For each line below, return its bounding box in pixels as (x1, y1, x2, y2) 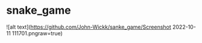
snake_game (6, 4, 71, 17)
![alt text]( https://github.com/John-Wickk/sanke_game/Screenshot (6, 23, 172, 30)
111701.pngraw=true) (11, 29, 63, 36)
